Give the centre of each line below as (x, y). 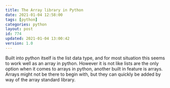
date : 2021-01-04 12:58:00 (34, 15)
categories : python (26, 24)
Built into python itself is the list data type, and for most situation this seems (85, 58)
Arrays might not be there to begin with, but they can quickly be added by (83, 74)
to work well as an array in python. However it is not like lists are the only (82, 63)
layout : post (19, 29)
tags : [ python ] (22, 19)
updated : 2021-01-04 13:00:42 (38, 39)
